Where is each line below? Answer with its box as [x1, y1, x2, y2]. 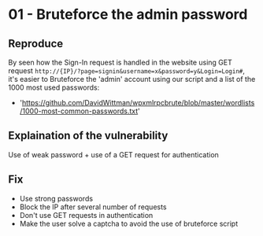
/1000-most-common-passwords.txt [19, 106, 139, 116]
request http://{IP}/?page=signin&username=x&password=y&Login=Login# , [8, 66, 246, 76]
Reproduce [8, 37, 64, 50]
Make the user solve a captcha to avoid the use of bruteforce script [19, 219, 239, 228]
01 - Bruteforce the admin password [8, 6, 248, 24]
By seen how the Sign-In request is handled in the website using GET [8, 57, 232, 67]
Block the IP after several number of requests [19, 202, 167, 212]
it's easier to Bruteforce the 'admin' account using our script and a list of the [8, 75, 256, 83]
